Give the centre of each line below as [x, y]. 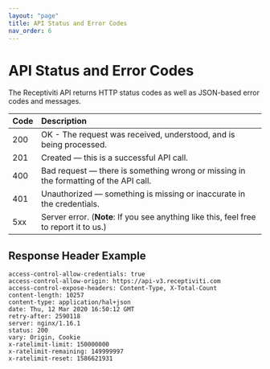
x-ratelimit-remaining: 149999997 [66, 352]
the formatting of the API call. [96, 181]
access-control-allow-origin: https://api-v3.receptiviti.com [115, 281]
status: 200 [28, 330]
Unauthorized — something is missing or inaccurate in [143, 194]
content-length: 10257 [46, 295]
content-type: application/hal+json [70, 302]
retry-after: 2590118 [45, 317]
